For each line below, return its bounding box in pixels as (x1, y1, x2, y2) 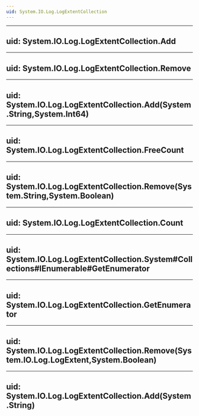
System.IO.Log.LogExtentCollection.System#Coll (6, 254, 193, 264)
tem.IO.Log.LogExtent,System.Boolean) (6, 355, 157, 365)
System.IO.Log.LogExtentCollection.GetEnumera (6, 300, 191, 310)
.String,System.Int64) (6, 109, 89, 119)
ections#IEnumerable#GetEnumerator (6, 263, 150, 273)
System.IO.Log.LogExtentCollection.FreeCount (6, 145, 184, 155)
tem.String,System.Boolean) (6, 191, 114, 201)
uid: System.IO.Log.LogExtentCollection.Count (6, 218, 184, 228)
